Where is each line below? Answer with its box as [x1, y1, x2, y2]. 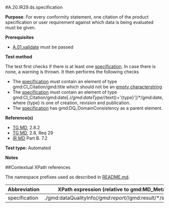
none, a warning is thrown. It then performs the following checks [5, 69, 139, 75]
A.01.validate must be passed [12, 44, 74, 50]
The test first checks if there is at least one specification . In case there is [5, 64, 156, 69]
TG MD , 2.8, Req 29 [12, 130, 54, 136]
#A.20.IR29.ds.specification [5, 5, 63, 10]
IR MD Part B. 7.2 [12, 135, 48, 141]
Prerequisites [5, 35, 34, 40]
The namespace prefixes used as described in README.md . [5, 174, 130, 180]
